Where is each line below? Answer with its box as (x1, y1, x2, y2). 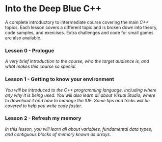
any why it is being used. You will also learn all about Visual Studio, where (5, 92, 156, 98)
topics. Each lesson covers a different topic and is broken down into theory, (5, 24, 158, 30)
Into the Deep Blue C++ (5, 3, 102, 14)
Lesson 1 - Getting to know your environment (5, 76, 114, 83)
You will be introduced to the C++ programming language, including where (5, 87, 157, 93)
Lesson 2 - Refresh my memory (5, 115, 81, 122)
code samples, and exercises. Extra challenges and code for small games (5, 29, 154, 35)
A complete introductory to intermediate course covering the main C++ (5, 19, 149, 25)
